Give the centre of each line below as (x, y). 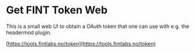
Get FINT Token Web (57, 10)
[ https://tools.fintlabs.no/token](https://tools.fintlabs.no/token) (81, 44)
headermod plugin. (29, 32)
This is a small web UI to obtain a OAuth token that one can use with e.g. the (98, 26)
